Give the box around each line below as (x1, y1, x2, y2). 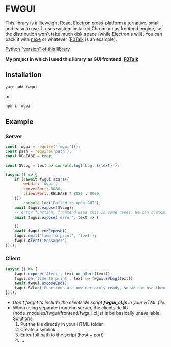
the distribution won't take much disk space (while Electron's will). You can (5, 31, 162, 37)
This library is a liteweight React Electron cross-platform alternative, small (5, 20, 160, 26)
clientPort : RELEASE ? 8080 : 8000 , (23, 191, 101, 196)
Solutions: (12, 315, 34, 322)
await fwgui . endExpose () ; (14, 229, 70, 234)
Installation (5, 71, 42, 79)
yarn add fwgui (5, 84, 38, 89)
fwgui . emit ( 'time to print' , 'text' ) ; (14, 233, 97, 238)
